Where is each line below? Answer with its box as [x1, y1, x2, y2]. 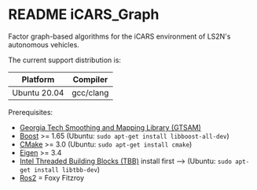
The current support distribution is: [8, 55, 122, 65]
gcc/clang [72, 87, 109, 98]
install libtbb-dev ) [34, 164, 101, 174]
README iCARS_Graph [8, 6, 160, 24]
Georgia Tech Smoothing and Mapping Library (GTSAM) [19, 122, 202, 132]
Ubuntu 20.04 [12, 87, 64, 98]
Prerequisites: [8, 107, 53, 117]
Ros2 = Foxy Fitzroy [19, 173, 85, 182]
